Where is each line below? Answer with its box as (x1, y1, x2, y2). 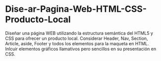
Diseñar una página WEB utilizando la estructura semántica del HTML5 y (5, 30, 154, 36)
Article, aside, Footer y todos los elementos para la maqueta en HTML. (5, 40, 149, 46)
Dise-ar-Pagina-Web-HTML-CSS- (5, 3, 147, 15)
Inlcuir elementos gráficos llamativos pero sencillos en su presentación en (5, 46, 157, 52)
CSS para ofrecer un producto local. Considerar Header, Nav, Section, (5, 35, 148, 41)
